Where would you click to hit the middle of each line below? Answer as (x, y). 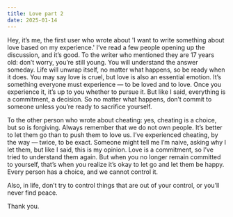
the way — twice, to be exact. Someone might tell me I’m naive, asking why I (117, 142)
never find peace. (32, 193)
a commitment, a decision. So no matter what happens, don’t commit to (110, 99)
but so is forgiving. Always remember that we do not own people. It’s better (115, 127)
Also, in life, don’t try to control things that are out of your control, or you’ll (113, 185)
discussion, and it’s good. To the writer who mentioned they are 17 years (111, 55)
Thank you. (23, 206)
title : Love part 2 (35, 14)
